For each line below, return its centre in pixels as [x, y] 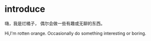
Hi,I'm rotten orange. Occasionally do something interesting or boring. [75, 33]
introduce [25, 9]
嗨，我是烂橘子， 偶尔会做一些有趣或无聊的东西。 [55, 23]
